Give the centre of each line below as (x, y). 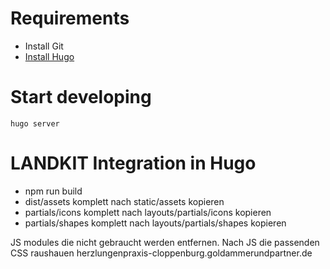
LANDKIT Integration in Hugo (133, 163)
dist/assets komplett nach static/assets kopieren (124, 201)
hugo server (35, 123)
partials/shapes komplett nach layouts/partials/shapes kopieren (155, 223)
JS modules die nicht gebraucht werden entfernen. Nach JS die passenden (165, 242)
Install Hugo (49, 56)
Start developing (81, 97)
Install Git (44, 46)
